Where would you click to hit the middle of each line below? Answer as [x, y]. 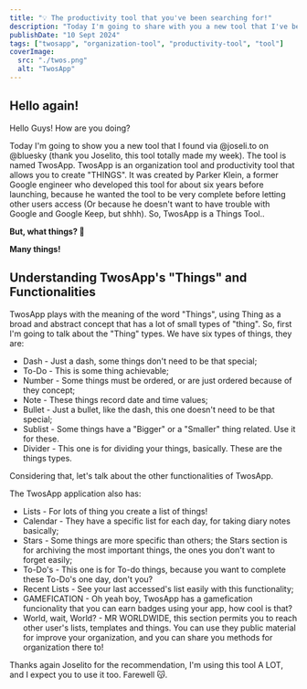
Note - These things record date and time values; [115, 399]
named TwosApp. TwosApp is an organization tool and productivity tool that [152, 164]
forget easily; [48, 559]
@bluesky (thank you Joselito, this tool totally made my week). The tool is [148, 155]
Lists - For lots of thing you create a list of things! [115, 511]
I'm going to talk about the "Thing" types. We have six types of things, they [151, 334]
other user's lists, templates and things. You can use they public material [159, 628]
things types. [48, 458]
